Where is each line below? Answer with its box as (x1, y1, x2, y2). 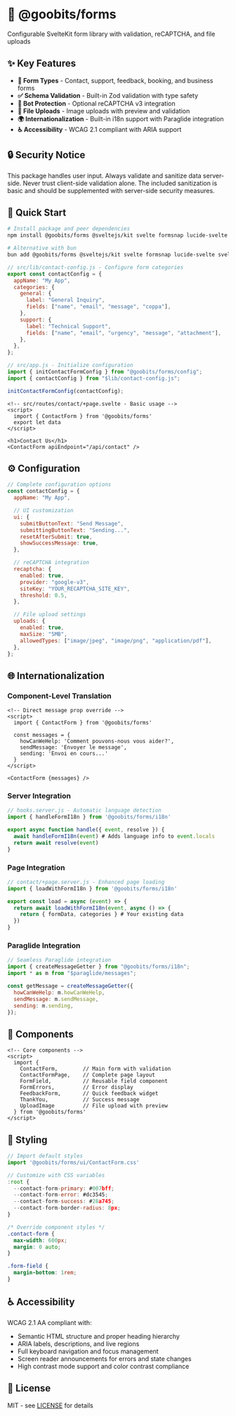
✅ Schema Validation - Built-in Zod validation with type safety (17, 91, 199, 99)
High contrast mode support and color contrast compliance (17, 1362, 190, 1370)
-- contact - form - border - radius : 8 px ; (13, 1205, 121, 1212)
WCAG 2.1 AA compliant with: (7, 1318, 93, 1327)
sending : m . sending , (13, 1002, 74, 1010)
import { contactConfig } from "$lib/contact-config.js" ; (7, 375, 181, 382)
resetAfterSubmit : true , (20, 533, 93, 540)
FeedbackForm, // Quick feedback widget (20, 1090, 159, 1098)
